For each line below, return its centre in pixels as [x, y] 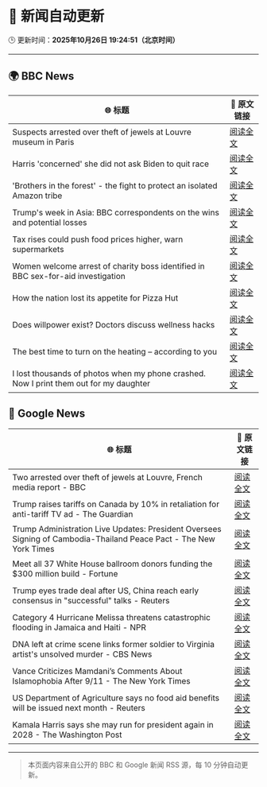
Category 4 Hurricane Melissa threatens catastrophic [111, 617]
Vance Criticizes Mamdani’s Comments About [97, 671]
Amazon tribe [37, 196]
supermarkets [38, 249]
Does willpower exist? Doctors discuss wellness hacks [114, 324]
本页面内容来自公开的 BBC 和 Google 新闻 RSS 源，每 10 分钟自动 [134, 765]
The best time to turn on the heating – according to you [115, 351]
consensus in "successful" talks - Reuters [91, 600]
